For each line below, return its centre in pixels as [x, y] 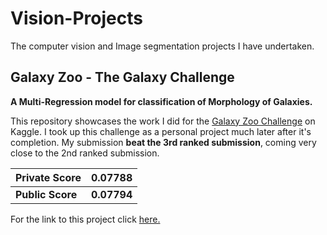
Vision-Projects [76, 18]
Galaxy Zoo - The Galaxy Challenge [122, 77]
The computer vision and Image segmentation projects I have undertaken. [162, 46]
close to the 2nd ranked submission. [85, 153]
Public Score [46, 194]
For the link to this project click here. [85, 219]
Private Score [48, 177]
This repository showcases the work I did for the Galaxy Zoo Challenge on [163, 121]
